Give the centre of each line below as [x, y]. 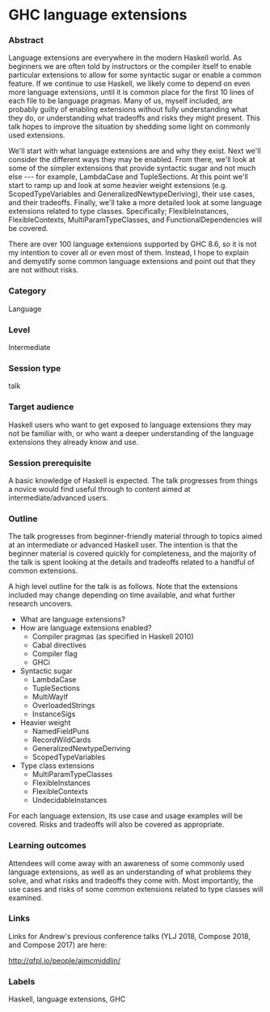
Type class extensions [57, 766]
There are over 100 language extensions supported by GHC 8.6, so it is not [133, 244]
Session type [35, 368]
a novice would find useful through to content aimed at [100, 489]
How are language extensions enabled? [86, 628]
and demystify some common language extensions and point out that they [132, 262]
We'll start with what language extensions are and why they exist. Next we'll [135, 151]
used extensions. [37, 135]
